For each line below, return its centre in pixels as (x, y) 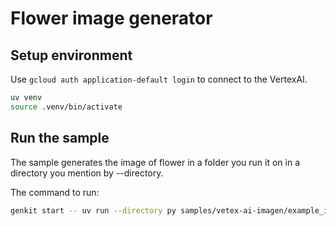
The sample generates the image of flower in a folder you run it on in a (155, 162)
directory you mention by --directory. (87, 173)
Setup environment (71, 55)
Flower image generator (111, 18)
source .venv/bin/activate (66, 107)
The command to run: (55, 192)
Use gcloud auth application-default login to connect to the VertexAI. (159, 79)
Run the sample (60, 138)
